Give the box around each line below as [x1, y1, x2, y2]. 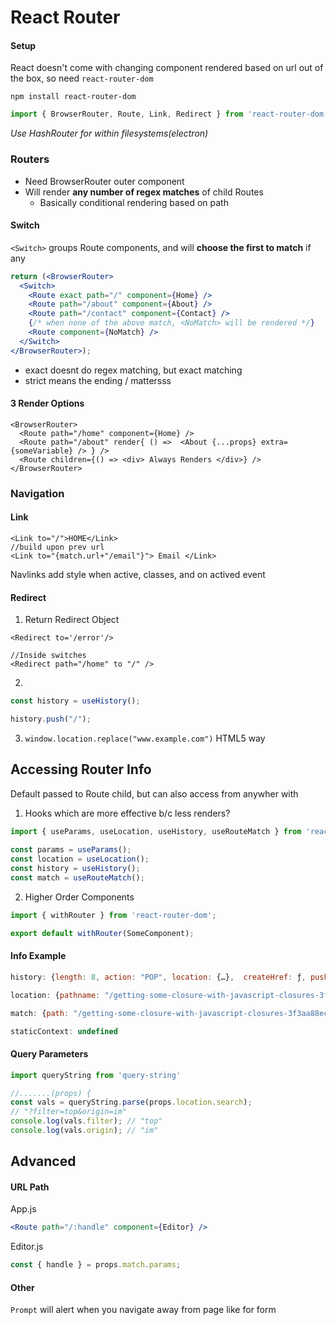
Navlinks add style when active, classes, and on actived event [10, 568, 266, 580]
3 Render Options [10, 397, 85, 410]
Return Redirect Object [24, 614, 120, 626]
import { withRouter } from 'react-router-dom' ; [10, 910, 217, 920]
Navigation [10, 486, 65, 500]
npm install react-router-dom [10, 92, 137, 102]
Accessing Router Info [10, 761, 152, 778]
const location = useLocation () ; [10, 854, 150, 865]
